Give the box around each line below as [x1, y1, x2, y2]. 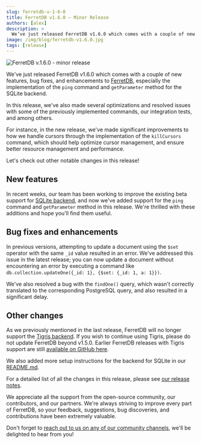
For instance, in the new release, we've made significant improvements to [6, 126, 189, 133]
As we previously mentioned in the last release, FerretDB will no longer [6, 327, 182, 334]
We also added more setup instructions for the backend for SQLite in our [6, 357, 187, 364]
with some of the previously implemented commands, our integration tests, [6, 108, 193, 115]
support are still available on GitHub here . [6, 346, 110, 353]
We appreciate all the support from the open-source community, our [6, 393, 176, 401]
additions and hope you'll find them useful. [6, 209, 113, 217]
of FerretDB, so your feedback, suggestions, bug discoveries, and [6, 406, 170, 413]
